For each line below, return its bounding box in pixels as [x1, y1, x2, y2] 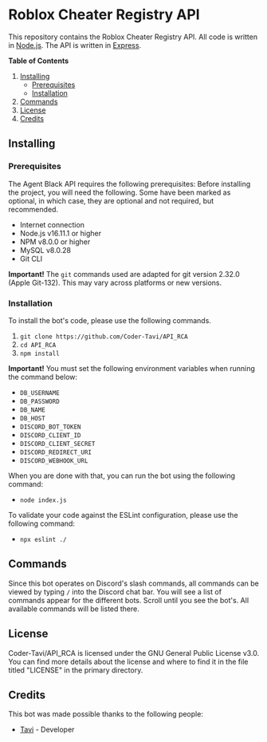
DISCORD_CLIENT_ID [19, 431, 81, 440]
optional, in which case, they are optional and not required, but [8, 195, 214, 205]
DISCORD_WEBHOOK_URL [19, 456, 88, 464]
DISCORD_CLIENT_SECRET [19, 440, 96, 448]
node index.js [19, 496, 67, 504]
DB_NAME [19, 405, 45, 414]
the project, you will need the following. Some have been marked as [8, 187, 231, 197]
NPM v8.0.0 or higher [19, 237, 91, 247]
